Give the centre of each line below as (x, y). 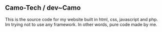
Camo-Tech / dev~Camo (43, 8)
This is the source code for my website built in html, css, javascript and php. (81, 19)
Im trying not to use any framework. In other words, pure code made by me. (81, 24)
